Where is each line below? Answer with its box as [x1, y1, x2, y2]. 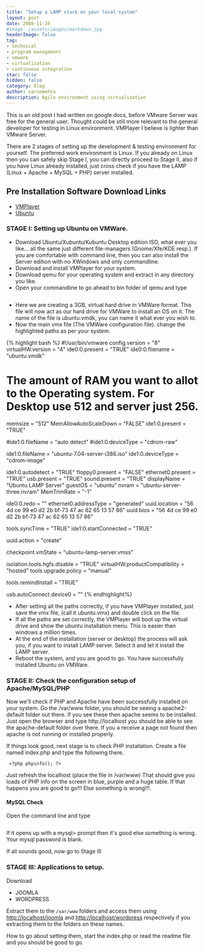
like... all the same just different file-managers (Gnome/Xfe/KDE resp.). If [15, 244, 198, 252]
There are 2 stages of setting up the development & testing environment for [6, 142, 197, 150]
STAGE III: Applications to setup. [6, 863, 105, 872]
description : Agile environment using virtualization [6, 94, 147, 100]
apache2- [162, 705, 187, 712]
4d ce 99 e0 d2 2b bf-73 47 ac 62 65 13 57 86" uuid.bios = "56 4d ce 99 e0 [6, 506, 197, 513]
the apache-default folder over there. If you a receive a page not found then [6, 724, 197, 731]
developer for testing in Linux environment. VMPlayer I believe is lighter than [6, 124, 199, 132]
